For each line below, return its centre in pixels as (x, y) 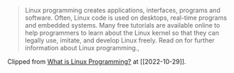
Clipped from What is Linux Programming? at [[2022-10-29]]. (97, 62)
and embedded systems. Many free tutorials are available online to (122, 25)
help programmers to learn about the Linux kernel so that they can (122, 33)
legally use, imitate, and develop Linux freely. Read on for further (119, 40)
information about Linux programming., (82, 48)
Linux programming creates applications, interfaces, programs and (122, 10)
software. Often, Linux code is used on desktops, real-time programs (126, 18)
